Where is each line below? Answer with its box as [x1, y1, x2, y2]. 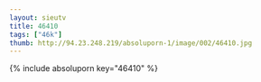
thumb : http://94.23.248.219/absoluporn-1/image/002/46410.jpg [9, 38, 253, 48]
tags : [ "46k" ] [9, 30, 63, 39]
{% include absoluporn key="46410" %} [9, 63, 158, 74]
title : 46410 [9, 22, 59, 31]
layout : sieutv [9, 13, 67, 23]
